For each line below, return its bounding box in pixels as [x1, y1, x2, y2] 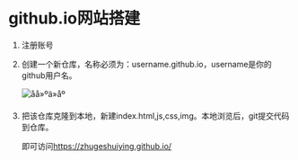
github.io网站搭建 [8, 8, 141, 29]
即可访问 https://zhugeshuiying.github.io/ [21, 140, 172, 151]
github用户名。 [21, 69, 77, 81]
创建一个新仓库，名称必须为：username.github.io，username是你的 [21, 58, 273, 69]
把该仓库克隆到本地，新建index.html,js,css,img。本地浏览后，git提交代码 [21, 110, 290, 121]
